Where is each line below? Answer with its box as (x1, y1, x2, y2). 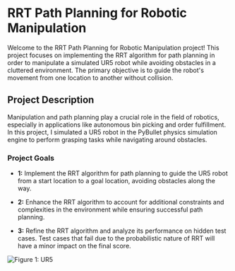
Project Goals (7, 153, 55, 163)
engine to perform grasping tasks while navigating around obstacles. (7, 135, 207, 144)
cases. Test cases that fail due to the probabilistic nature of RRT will (17, 234, 215, 243)
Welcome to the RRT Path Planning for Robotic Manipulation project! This (7, 43, 220, 52)
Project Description (7, 94, 95, 106)
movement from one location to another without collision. (7, 73, 174, 82)
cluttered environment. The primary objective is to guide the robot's (7, 66, 205, 74)
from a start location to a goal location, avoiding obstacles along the (17, 177, 215, 185)
